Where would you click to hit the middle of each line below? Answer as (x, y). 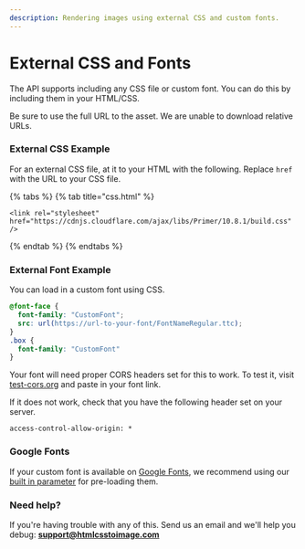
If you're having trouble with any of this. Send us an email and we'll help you (153, 524)
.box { (22, 340)
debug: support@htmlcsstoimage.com (84, 534)
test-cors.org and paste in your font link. (85, 385)
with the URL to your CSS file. (65, 178)
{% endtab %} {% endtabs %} (66, 246)
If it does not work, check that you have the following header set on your (146, 402)
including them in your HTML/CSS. (74, 98)
